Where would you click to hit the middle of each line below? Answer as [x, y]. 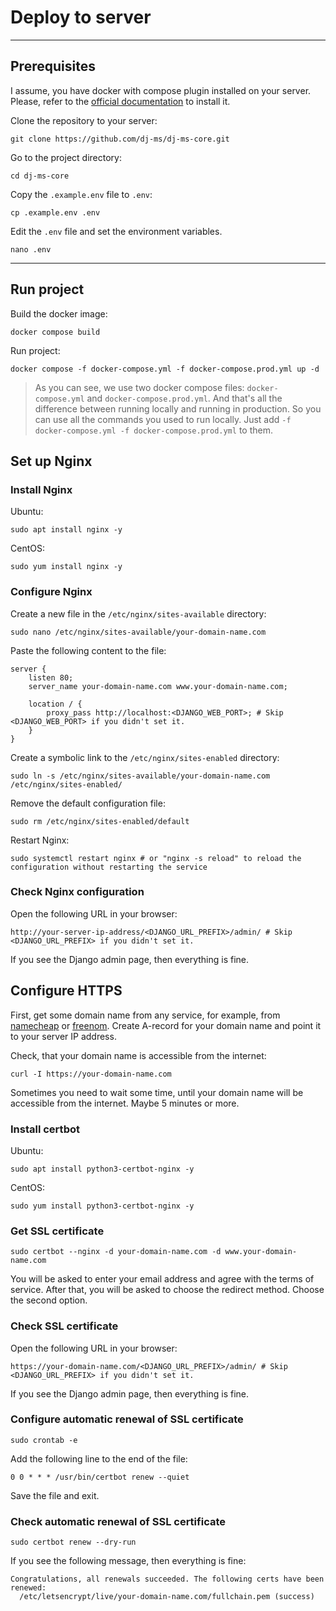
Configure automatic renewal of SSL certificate [127, 1419]
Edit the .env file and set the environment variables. [116, 231]
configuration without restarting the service [109, 867]
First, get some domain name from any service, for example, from [145, 1015]
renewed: [28, 1588]
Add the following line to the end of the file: [99, 1458]
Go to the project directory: [66, 157]
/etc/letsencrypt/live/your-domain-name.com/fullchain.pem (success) [167, 1597]
